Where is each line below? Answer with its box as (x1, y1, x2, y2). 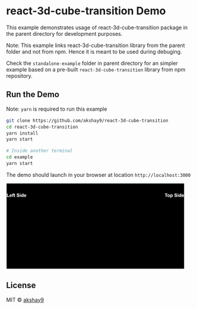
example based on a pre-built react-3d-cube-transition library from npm (6, 65, 186, 73)
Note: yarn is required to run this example (6, 105, 107, 113)
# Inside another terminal (6, 148, 73, 154)
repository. (6, 72, 33, 79)
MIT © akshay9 (6, 296, 45, 303)
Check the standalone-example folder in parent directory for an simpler (6, 60, 178, 67)
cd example (6, 154, 33, 160)
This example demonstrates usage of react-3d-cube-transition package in (6, 24, 188, 31)
